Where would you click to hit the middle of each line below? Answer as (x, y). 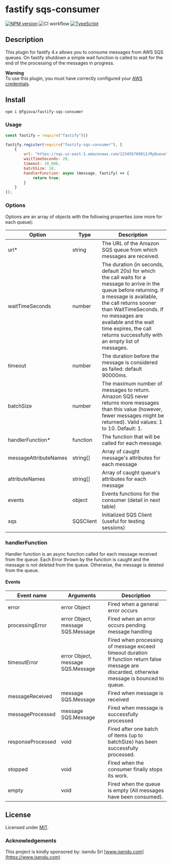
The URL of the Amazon (131, 243)
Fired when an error (132, 619)
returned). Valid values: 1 (132, 422)
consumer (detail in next (131, 500)
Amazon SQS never (125, 396)
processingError (27, 625)
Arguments (82, 596)
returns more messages (130, 403)
